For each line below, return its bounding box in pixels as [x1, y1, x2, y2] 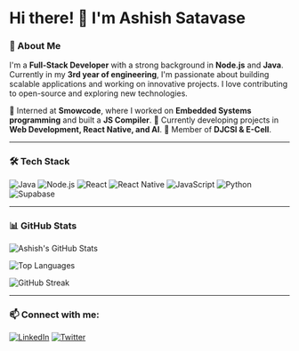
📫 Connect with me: [9, 308, 100, 321]
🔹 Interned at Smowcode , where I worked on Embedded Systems [9, 106, 252, 116]
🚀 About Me [9, 40, 61, 52]
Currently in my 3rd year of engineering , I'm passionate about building [9, 69, 270, 80]
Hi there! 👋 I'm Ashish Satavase [9, 8, 246, 28]
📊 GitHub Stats [9, 219, 77, 232]
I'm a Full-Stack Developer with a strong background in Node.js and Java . [9, 60, 284, 70]
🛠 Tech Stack [9, 156, 70, 168]
